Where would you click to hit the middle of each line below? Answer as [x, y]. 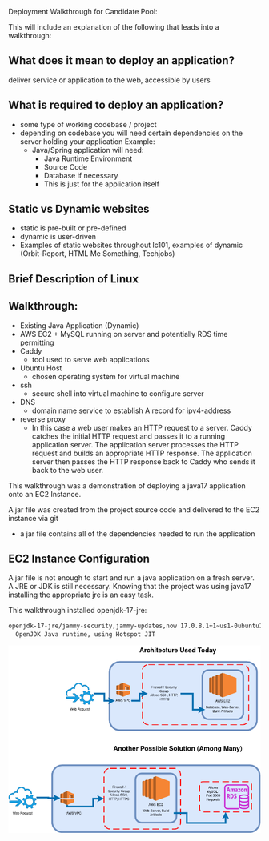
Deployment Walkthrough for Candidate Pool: [83, 12]
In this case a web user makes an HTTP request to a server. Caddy [142, 427]
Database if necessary [81, 175]
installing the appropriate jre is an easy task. [81, 595]
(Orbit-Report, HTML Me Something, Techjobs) [97, 254]
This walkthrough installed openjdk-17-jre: [78, 611]
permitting [37, 342]
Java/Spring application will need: [88, 150]
